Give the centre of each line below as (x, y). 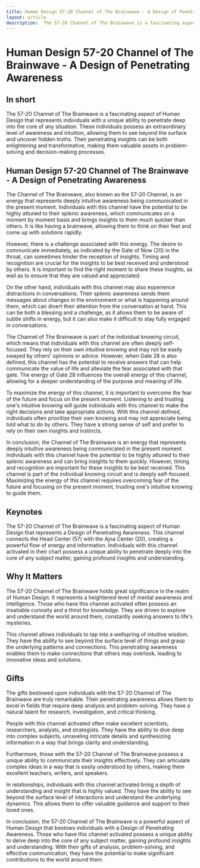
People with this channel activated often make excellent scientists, (87, 723)
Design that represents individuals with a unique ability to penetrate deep (96, 121)
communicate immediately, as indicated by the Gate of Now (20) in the (93, 251)
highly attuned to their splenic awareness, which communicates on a (90, 214)
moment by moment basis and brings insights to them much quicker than (96, 220)
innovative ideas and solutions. (44, 659)
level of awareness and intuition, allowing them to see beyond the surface (96, 133)
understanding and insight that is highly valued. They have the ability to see (99, 790)
